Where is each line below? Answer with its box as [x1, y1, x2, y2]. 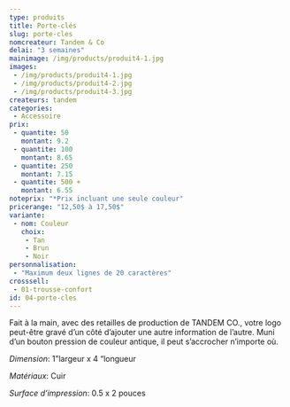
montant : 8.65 [20, 153, 73, 162]
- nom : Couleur [12, 219, 69, 228]
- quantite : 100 [12, 145, 73, 153]
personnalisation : [9, 261, 77, 270]
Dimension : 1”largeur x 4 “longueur [9, 354, 137, 364]
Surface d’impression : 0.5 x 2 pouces [9, 387, 146, 399]
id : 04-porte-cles [9, 294, 77, 302]
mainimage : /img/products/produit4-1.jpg [9, 54, 164, 63]
